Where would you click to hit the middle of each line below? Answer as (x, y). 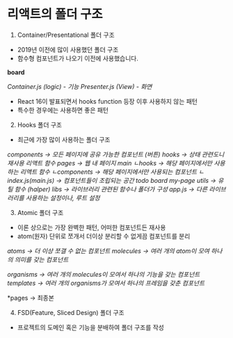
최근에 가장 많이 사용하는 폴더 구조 (64, 139)
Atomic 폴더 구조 (40, 212)
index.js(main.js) (31, 180)
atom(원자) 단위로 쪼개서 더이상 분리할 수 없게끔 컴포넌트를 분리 (104, 236)
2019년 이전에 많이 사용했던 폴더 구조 (68, 49)
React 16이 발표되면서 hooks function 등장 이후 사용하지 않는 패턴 (107, 101)
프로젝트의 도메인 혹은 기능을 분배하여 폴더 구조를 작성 (91, 327)
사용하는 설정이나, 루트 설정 (63, 198)
